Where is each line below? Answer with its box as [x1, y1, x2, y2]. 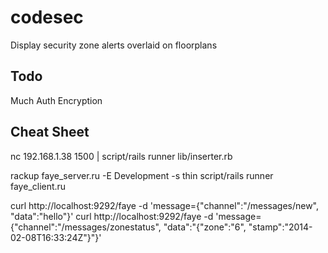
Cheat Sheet [10, 124, 90, 141]
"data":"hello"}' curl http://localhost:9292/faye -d [10, 210, 214, 222]
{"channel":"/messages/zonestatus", [10, 221, 162, 233]
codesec [10, 6, 84, 29]
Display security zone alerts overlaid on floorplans [10, 39, 218, 51]
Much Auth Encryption [10, 94, 103, 106]
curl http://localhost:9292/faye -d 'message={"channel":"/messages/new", [10, 199, 320, 211]
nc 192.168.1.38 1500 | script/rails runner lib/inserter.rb [10, 150, 233, 162]
